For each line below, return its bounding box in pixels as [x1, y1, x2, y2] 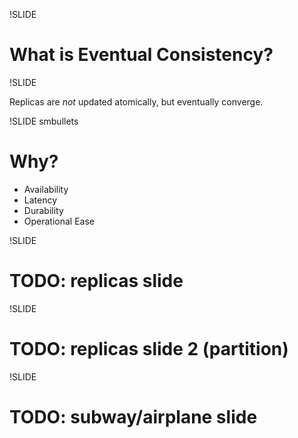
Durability [23, 204, 64, 216]
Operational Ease [23, 215, 96, 227]
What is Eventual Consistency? [9, 44, 274, 66]
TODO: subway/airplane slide [9, 405, 258, 428]
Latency [23, 194, 58, 206]
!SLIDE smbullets [9, 115, 79, 127]
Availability [23, 183, 69, 195]
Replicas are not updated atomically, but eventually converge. [9, 95, 264, 108]
